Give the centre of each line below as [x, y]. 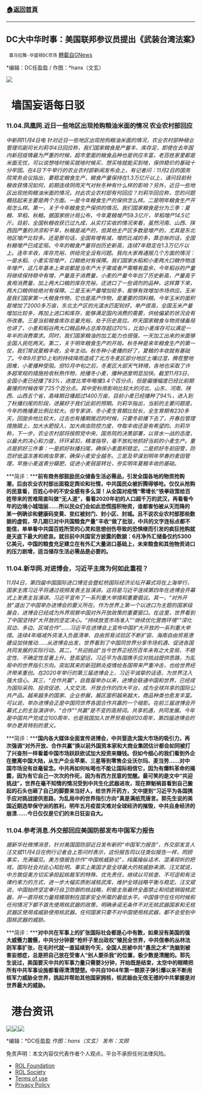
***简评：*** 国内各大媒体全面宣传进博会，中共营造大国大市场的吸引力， [96, 738]
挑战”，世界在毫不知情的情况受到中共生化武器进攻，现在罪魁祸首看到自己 [97, 783]
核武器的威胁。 [30, 920]
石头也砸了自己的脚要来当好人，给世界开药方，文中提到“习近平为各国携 [105, 791]
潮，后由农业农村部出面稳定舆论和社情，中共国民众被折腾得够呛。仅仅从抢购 [101, 484]
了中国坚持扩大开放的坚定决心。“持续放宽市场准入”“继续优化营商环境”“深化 [99, 620]
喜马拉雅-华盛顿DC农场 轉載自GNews [51, 55]
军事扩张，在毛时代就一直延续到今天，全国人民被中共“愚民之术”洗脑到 [98, 948]
